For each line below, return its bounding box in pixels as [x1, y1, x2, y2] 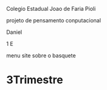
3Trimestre [6, 73, 63, 87]
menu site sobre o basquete [6, 52, 76, 59]
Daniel [6, 28, 22, 36]
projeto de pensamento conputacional [6, 17, 102, 24]
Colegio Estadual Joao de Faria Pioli [6, 5, 96, 12]
